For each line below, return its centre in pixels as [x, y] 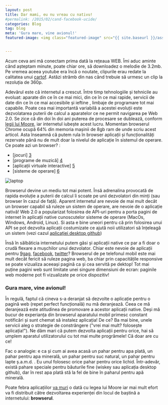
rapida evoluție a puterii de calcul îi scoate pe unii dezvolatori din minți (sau [82, 196]
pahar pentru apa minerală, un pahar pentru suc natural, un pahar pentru [80, 356]
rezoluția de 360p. [24, 82]
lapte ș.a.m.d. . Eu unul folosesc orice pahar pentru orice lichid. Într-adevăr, [83, 362]
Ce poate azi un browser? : [33, 145]
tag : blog [15, 29]
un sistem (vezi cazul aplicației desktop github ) [53, 233]
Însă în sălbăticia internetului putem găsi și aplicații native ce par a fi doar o [82, 243]
